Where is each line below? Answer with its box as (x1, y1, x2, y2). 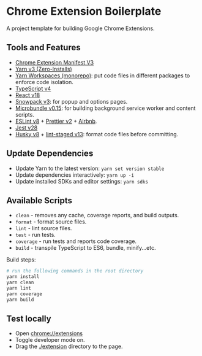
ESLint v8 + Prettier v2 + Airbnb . (15, 117, 97, 125)
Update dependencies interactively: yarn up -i (15, 171, 135, 179)
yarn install (6, 274, 40, 280)
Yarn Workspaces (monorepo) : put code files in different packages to (15, 72, 190, 79)
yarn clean (6, 279, 34, 286)
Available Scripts (6, 195, 72, 206)
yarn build (6, 296, 34, 303)
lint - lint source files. (15, 225, 72, 232)
